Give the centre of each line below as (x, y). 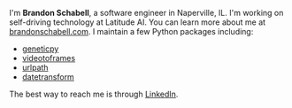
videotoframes (49, 58)
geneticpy (40, 49)
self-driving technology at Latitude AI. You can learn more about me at (138, 22)
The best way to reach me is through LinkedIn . (94, 94)
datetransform (48, 77)
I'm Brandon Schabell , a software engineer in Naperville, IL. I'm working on (146, 13)
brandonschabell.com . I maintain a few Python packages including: (131, 31)
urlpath (35, 67)
